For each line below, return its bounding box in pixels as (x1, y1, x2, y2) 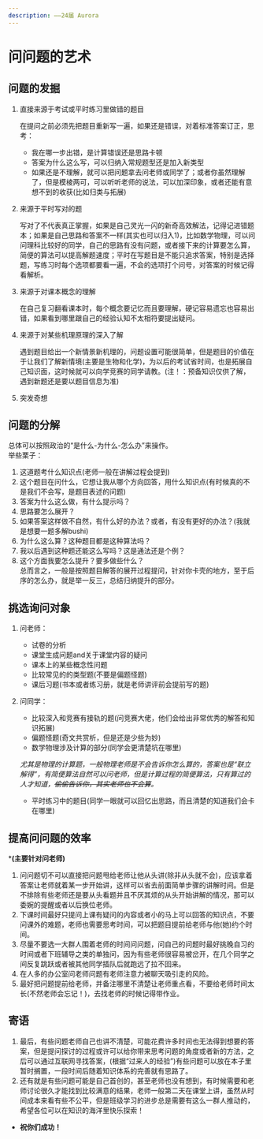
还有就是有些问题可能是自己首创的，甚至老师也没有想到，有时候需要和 (19, 1076, 248, 1085)
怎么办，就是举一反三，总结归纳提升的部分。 (33, 576, 179, 585)
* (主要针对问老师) (8, 853, 65, 864)
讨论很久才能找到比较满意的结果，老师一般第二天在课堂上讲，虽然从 (26, 1085, 248, 1095)
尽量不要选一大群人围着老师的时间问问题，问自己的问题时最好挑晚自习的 (19, 939, 254, 949)
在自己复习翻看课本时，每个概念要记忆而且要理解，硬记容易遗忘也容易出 (19, 303, 254, 312)
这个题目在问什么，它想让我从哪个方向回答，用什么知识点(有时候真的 (19, 477, 243, 487)
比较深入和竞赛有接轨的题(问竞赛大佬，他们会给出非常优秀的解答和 (31, 713, 248, 723)
